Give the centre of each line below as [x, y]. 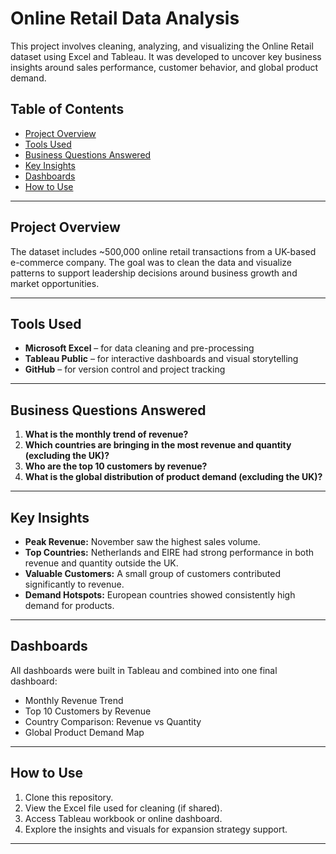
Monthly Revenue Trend [74, 700]
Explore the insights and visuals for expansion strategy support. [156, 829]
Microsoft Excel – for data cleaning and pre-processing [139, 348]
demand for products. [69, 605]
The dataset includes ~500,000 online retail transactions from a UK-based [163, 251]
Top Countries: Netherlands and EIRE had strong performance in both [169, 552]
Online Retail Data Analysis [125, 18]
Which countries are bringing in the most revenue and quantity [158, 445]
